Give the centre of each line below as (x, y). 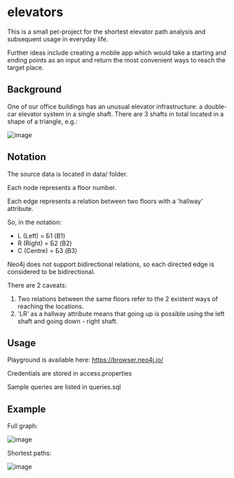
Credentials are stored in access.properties (70, 374)
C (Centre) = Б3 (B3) (47, 250)
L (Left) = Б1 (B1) (41, 235)
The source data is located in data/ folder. (68, 174)
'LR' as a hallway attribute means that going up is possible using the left (121, 313)
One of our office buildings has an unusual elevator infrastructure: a (105, 107)
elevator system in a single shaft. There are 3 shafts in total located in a (121, 114)
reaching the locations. (50, 306)
